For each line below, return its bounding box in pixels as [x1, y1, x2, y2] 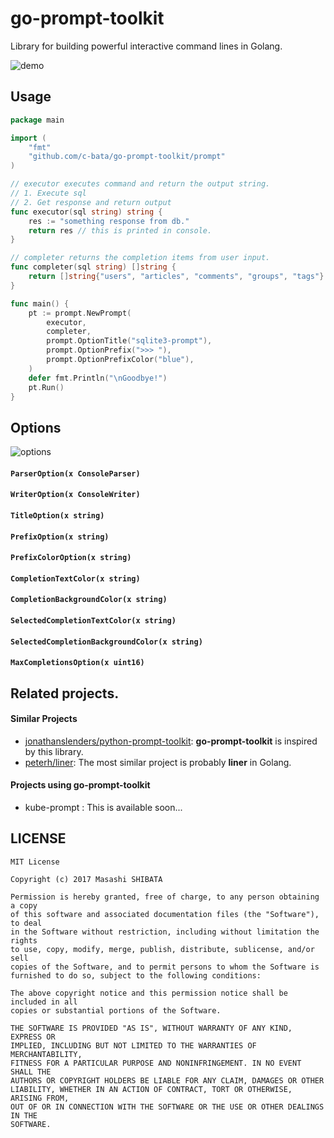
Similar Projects [10, 713, 78, 725]
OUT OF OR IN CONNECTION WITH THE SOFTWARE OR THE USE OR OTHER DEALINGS [10, 1102, 325, 1112]
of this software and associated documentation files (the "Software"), [10, 909, 320, 919]
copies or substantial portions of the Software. [10, 1005, 222, 1016]
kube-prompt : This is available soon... [24, 801, 183, 813]
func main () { [10, 298, 70, 309]
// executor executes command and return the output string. [10, 179, 271, 189]
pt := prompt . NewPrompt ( [28, 308, 132, 318]
